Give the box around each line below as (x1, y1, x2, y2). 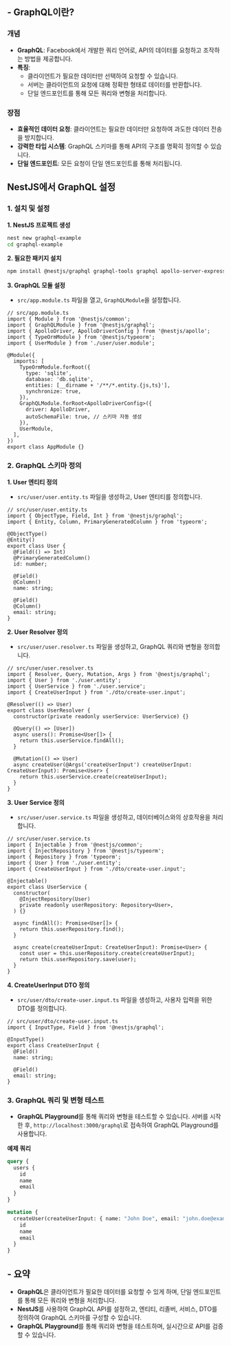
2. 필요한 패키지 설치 (7, 254, 62, 263)
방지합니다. (24, 133, 55, 141)
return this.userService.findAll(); (19, 737, 125, 744)
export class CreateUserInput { (7, 1042, 100, 1049)
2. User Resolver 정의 (7, 628, 68, 636)
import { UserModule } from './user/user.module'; (7, 340, 155, 347)
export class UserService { (7, 883, 88, 890)
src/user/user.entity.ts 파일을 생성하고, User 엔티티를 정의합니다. (16, 492, 203, 501)
